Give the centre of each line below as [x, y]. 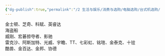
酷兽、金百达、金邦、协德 [31, 48]
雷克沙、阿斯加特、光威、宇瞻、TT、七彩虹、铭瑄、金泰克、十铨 [70, 42]
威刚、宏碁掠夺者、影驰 [29, 36]
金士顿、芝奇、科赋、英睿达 [33, 24]
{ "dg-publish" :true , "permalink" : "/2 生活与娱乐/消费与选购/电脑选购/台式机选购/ [83, 9]
